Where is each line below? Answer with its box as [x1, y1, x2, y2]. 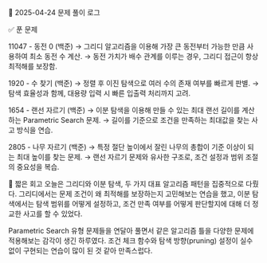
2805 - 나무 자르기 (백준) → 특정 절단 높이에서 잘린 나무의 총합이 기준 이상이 [8, 143, 246, 151]
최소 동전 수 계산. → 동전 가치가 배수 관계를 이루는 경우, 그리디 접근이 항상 [29, 52, 259, 61]
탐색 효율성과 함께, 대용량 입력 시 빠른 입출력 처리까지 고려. [8, 88, 191, 98]
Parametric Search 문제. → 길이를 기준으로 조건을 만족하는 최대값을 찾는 [22, 116, 250, 124]
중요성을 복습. [16, 163, 60, 171]
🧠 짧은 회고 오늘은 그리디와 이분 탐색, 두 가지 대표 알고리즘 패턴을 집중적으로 [8, 179, 245, 188]
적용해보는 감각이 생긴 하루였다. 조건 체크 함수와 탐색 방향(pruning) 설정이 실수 [8, 236, 253, 245]
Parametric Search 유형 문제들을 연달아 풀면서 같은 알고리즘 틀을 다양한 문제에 [8, 226, 254, 235]
